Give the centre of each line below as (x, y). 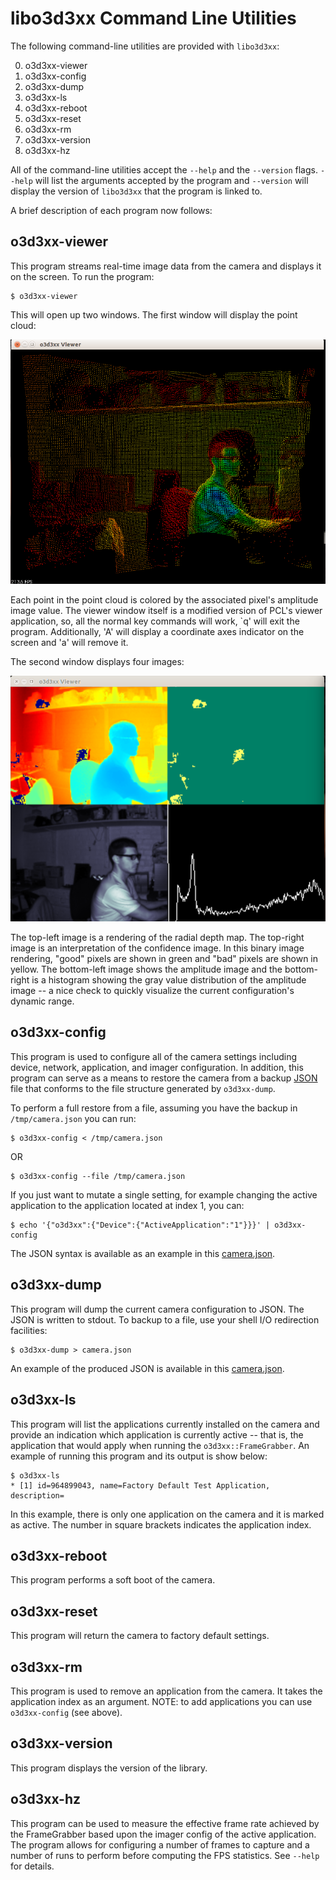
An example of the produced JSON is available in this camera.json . (147, 1368)
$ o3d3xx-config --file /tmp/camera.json (98, 1176)
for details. (32, 1866)
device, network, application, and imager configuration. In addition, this (157, 1067)
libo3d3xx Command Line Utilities (153, 18)
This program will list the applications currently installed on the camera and (165, 1424)
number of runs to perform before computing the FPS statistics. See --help (165, 1855)
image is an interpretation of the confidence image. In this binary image (157, 948)
